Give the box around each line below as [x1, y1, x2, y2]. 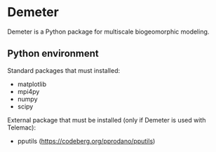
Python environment [7, 48, 100, 60]
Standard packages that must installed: [7, 66, 121, 74]
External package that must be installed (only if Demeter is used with [7, 116, 206, 124]
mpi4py [17, 87, 40, 95]
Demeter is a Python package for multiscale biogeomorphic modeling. [7, 27, 210, 36]
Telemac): [7, 123, 36, 132]
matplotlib [17, 80, 47, 88]
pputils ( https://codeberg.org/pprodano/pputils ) [17, 137, 156, 145]
